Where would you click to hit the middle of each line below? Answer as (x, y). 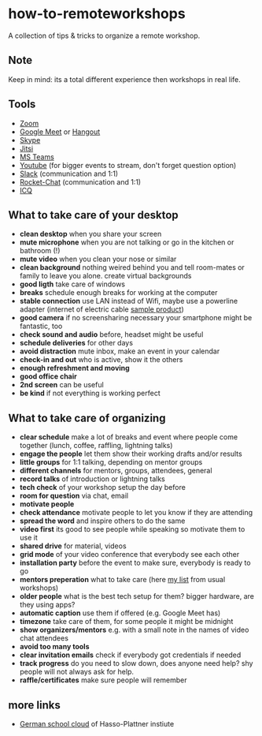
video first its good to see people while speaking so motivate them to (132, 529)
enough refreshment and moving (74, 368)
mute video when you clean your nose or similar (98, 259)
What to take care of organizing (87, 418)
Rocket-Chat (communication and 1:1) (80, 181)
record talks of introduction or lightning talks (92, 479)
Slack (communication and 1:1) (69, 174)
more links (34, 705)
